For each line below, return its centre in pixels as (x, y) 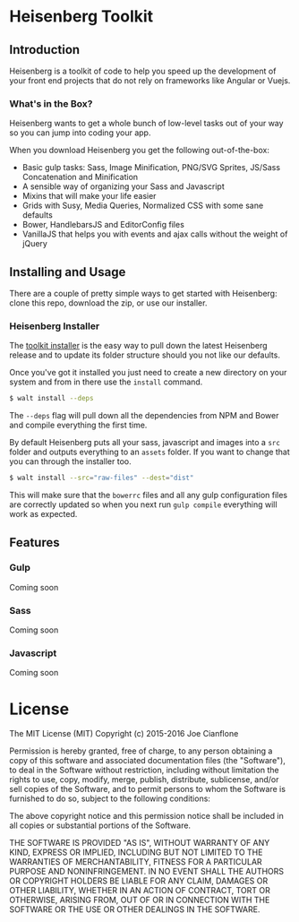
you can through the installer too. (70, 461)
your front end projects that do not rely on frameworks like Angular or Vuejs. (150, 81)
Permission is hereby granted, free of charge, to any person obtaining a (141, 751)
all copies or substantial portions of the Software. (100, 825)
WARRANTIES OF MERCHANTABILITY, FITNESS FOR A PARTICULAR (136, 862)
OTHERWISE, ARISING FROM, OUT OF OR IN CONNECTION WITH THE (140, 900)
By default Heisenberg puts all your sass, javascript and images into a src (145, 443)
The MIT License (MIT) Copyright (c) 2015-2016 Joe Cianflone (124, 734)
